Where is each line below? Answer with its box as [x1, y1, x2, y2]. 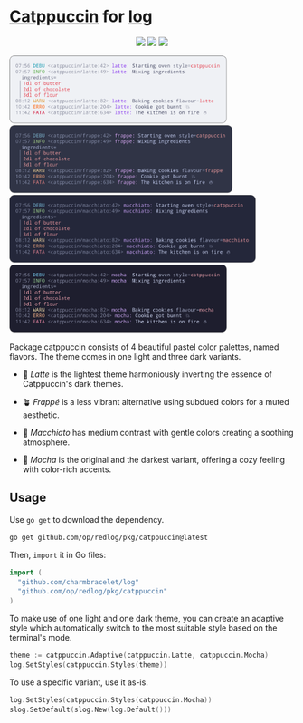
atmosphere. [22, 437, 71, 448]
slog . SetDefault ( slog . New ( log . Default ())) [9, 705, 172, 714]
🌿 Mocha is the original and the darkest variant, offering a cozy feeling [22, 454, 286, 465]
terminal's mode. [9, 632, 72, 643]
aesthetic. [22, 410, 61, 420]
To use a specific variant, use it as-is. [9, 677, 149, 688]
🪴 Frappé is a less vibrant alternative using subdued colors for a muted [22, 396, 289, 407]
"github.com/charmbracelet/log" [17, 577, 140, 586]
